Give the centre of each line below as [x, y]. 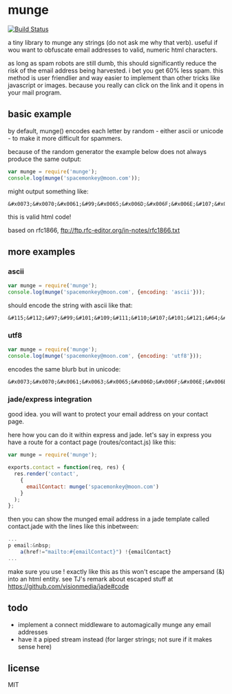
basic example [40, 114]
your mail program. [35, 93]
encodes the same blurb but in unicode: [64, 369]
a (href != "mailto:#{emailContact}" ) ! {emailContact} [96, 552]
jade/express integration [50, 399]
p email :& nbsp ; [30, 546]
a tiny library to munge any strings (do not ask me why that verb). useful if [113, 42]
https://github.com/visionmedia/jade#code [68, 586]
